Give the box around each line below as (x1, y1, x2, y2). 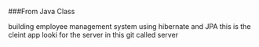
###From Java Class (8, 7, 75, 16)
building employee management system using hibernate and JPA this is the (8, 22, 251, 31)
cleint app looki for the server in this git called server (8, 31, 179, 39)
